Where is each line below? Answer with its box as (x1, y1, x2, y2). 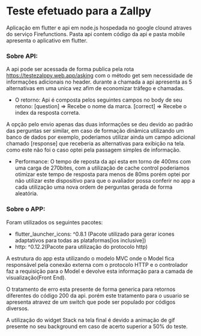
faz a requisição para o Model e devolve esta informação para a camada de (6, 267, 193, 275)
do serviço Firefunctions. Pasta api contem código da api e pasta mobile (6, 30, 185, 37)
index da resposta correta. (14, 109, 80, 117)
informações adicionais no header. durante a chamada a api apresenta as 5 (6, 78, 193, 85)
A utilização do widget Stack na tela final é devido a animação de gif (6, 316, 175, 323)
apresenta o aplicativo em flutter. (6, 37, 88, 44)
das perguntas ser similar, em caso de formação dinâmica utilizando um (6, 127, 184, 135)
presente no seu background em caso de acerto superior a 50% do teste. (6, 323, 188, 330)
